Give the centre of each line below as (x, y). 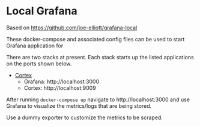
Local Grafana (42, 11)
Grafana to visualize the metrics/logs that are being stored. (79, 105)
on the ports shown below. (39, 63)
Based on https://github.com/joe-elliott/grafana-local (72, 28)
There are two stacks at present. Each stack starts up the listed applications (100, 57)
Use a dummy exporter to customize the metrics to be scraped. (85, 117)
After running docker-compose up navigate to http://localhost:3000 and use (98, 99)
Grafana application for (35, 46)
